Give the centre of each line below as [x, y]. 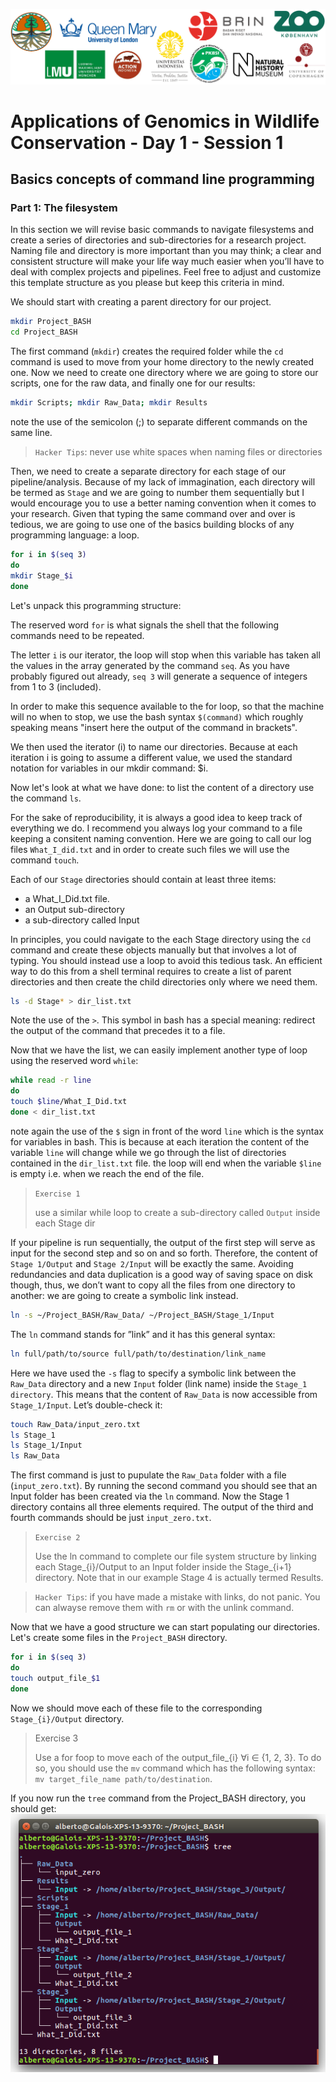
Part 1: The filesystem [64, 208]
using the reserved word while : [74, 1061]
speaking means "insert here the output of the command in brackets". [154, 727]
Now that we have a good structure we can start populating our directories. [165, 1627]
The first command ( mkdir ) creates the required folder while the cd [147, 351]
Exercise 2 [57, 1538]
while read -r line [51, 1080]
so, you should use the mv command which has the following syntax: [175, 1768]
